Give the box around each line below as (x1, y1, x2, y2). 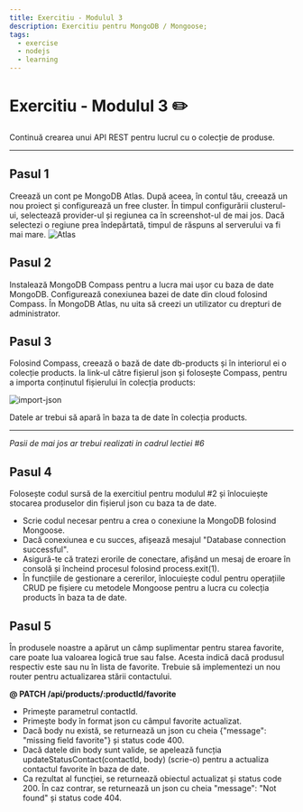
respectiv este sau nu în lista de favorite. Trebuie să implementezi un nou (9, 661, 281, 672)
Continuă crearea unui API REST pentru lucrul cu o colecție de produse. (9, 132, 275, 143)
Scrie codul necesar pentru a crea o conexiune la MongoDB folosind (22, 516, 277, 527)
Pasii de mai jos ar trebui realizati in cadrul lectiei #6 (9, 438, 205, 449)
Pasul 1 (9, 166, 50, 182)
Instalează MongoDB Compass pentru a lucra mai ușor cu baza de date (9, 279, 275, 290)
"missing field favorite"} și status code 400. (22, 735, 185, 745)
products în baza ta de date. (22, 593, 128, 603)
